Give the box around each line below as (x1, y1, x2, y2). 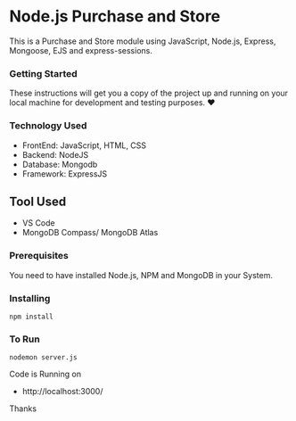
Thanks (9, 403, 37, 414)
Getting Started (9, 67, 78, 79)
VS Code (21, 218, 55, 228)
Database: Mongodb (21, 159, 98, 169)
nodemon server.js (9, 353, 78, 362)
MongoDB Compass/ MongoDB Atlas (21, 227, 159, 238)
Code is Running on (9, 368, 82, 380)
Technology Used (9, 120, 87, 132)
